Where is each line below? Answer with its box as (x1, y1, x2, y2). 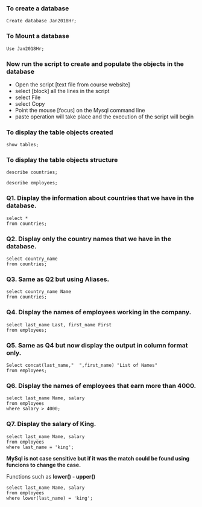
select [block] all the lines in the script (14, 87, 110, 94)
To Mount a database (6, 32, 69, 40)
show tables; (6, 142, 39, 148)
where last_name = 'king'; (6, 444, 74, 450)
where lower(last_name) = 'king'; (6, 495, 93, 501)
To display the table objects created (6, 128, 113, 137)
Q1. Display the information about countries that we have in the (6, 194, 194, 202)
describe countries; (6, 169, 58, 176)
